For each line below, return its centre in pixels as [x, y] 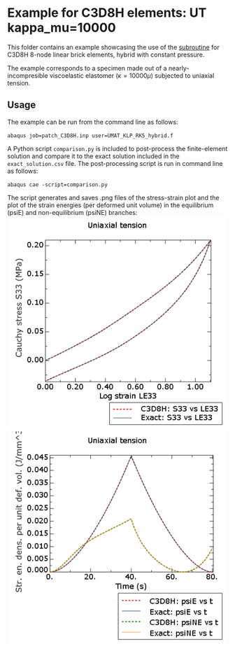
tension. [19, 83]
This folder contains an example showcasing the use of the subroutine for [113, 47]
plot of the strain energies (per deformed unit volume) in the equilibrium [111, 205]
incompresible [28, 76]
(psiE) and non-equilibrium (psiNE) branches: [72, 212]
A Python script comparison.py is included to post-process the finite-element [117, 148]
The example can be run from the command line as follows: [93, 122]
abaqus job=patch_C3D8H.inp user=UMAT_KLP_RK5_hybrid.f [90, 135]
